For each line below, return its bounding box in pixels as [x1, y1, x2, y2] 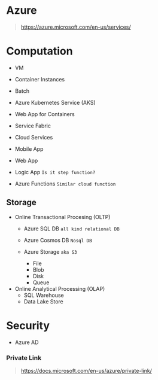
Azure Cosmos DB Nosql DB [23, 236, 92, 244]
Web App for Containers [14, 110, 75, 117]
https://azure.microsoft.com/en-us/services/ [20, 23, 131, 31]
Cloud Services [14, 133, 53, 141]
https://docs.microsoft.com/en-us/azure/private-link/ [20, 367, 153, 374]
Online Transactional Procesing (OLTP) [14, 213, 111, 220]
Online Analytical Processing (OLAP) [14, 285, 105, 292]
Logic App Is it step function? [14, 168, 96, 175]
